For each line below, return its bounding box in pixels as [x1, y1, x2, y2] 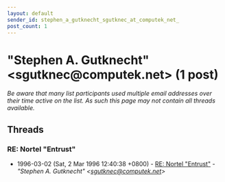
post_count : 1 [7, 23, 48, 29]
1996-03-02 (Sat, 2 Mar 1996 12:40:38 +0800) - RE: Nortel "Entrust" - [16, 160, 215, 168]
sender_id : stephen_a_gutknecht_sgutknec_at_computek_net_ [7, 16, 180, 23]
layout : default [7, 10, 54, 17]
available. [7, 104, 36, 112]
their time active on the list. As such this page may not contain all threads [7, 96, 216, 105]
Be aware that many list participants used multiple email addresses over [7, 90, 213, 98]
